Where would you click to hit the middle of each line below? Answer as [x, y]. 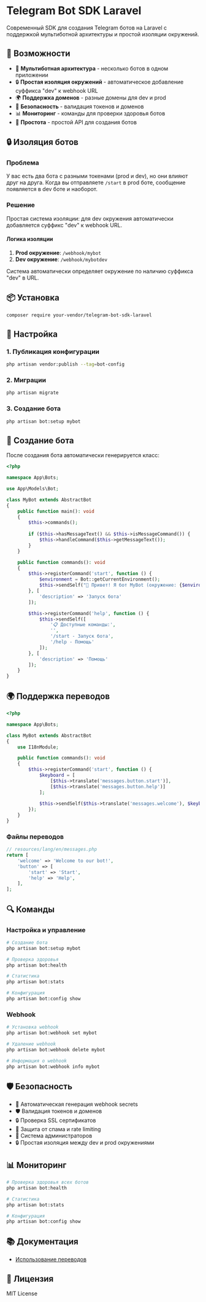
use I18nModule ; [38, 747]
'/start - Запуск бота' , [82, 637]
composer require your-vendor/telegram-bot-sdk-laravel [79, 315]
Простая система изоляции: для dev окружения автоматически [90, 218]
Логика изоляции [30, 239]
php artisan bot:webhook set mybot [52, 1033]
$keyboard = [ [57, 775]
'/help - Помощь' [72, 642]
